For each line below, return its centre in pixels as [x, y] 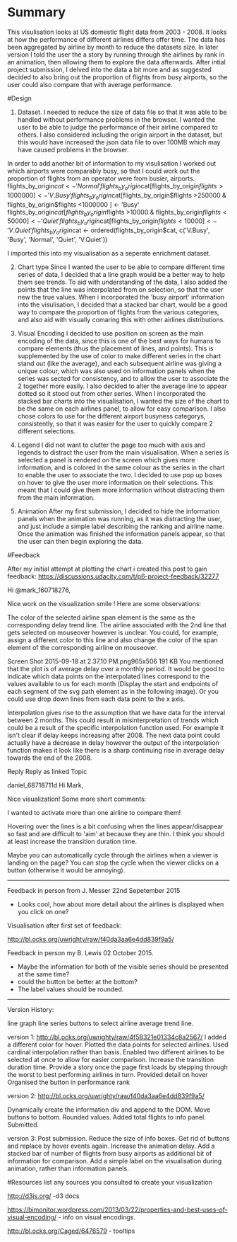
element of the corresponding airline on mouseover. [83, 647]
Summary [36, 12]
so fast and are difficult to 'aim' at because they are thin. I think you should [116, 833]
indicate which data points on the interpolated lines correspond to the [108, 676]
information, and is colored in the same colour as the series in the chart [121, 467]
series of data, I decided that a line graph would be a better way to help [121, 274]
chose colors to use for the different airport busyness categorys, [111, 416]
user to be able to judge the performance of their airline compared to [118, 127]
